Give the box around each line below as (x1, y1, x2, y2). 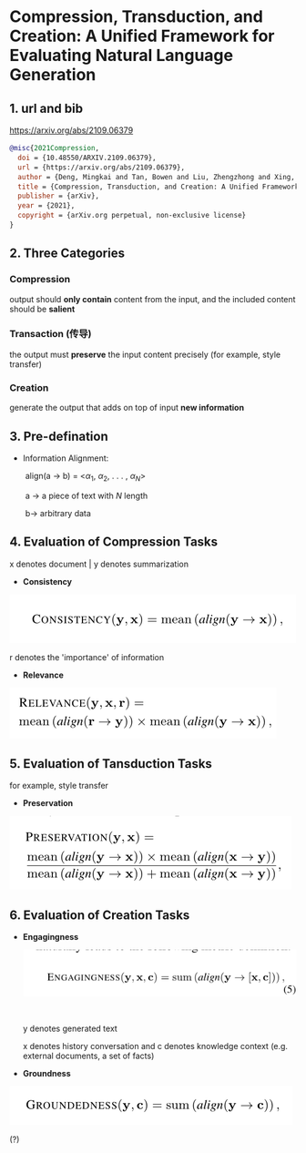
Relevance (22, 669, 64, 680)
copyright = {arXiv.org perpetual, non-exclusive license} (17, 211, 247, 220)
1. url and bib (9, 100, 84, 116)
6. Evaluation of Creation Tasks (9, 907, 190, 923)
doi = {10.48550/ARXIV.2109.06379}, (17, 153, 157, 162)
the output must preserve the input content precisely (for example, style (9, 349, 281, 360)
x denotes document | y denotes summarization (9, 558, 189, 569)
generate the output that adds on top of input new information (9, 403, 244, 413)
